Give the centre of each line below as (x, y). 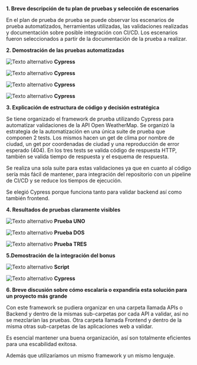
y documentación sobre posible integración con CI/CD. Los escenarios (92, 32)
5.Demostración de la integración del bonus (61, 255)
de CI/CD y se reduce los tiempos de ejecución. (64, 180)
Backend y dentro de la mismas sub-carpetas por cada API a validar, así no (97, 314)
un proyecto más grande (37, 296)
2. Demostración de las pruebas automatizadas (65, 50)
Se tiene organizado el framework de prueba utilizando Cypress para (90, 119)
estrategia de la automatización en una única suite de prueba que (86, 131)
